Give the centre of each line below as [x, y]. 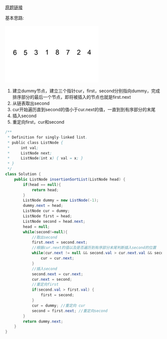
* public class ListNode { [35, 143]
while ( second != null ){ [45, 232]
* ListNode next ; [30, 153]
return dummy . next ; [43, 321]
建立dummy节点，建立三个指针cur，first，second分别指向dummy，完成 [86, 91]
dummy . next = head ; [43, 206]
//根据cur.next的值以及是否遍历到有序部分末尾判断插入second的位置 [94, 248]
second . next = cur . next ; [57, 274]
